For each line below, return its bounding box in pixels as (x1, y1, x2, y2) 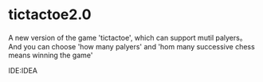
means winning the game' (8, 50, 93, 60)
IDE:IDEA (8, 65, 38, 75)
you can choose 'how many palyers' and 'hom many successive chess (23, 41, 255, 51)
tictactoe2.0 (8, 6, 92, 24)
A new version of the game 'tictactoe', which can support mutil (8, 33, 214, 42)
